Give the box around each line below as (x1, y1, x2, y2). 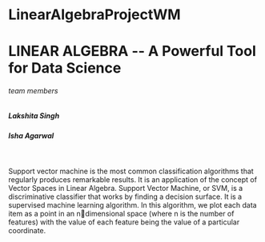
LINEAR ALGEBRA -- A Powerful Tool (8, 42, 256, 61)
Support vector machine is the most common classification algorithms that (8, 166, 254, 177)
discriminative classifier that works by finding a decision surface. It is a (8, 192, 243, 201)
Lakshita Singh (8, 110, 60, 121)
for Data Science (8, 59, 122, 77)
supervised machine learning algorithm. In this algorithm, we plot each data (8, 200, 258, 210)
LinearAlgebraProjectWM (8, 6, 182, 24)
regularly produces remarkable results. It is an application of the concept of (8, 175, 258, 184)
